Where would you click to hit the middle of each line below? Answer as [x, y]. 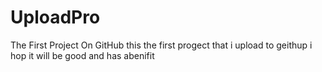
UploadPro [55, 17]
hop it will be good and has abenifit [82, 55]
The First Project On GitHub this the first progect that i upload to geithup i [161, 45]
